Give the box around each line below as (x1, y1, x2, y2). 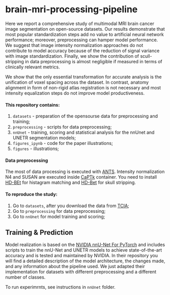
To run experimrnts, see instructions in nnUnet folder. (5, 284, 116, 290)
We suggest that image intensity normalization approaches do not (5, 42, 144, 48)
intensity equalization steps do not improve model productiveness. (5, 90, 145, 96)
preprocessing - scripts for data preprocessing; (12, 124, 112, 130)
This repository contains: (5, 102, 60, 108)
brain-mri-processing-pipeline (5, 4, 138, 15)
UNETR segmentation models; (12, 135, 76, 141)
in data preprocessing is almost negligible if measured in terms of (25, 58, 163, 64)
